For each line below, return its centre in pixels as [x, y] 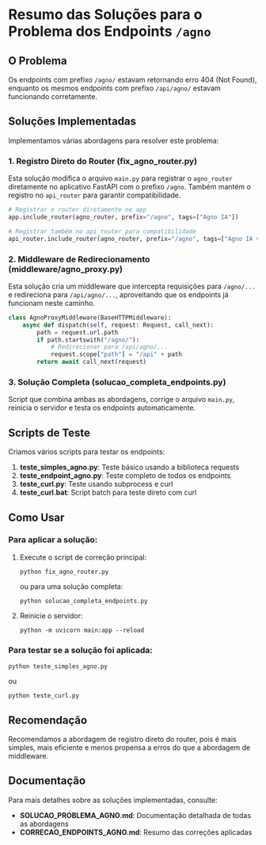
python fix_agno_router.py [64, 572]
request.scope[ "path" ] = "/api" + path [116, 354]
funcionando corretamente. [53, 96]
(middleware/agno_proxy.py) [66, 269]
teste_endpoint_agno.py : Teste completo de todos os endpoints [125, 476]
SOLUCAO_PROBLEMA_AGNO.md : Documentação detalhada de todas [135, 815]
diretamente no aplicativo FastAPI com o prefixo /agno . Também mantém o [130, 187]
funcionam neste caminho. [51, 303]
